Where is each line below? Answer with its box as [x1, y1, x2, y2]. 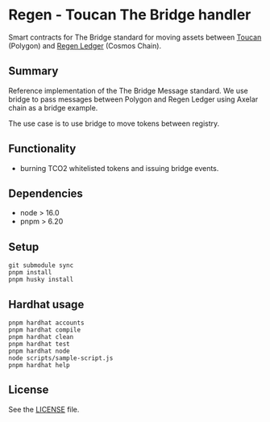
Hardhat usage [8, 297, 85, 311]
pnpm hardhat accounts [8, 319, 85, 327]
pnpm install [8, 269, 52, 277]
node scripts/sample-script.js [8, 354, 114, 362]
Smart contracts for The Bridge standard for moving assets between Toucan [8, 32, 262, 42]
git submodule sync [8, 261, 74, 269]
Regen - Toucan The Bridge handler [8, 6, 251, 24]
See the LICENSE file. [8, 404, 80, 414]
